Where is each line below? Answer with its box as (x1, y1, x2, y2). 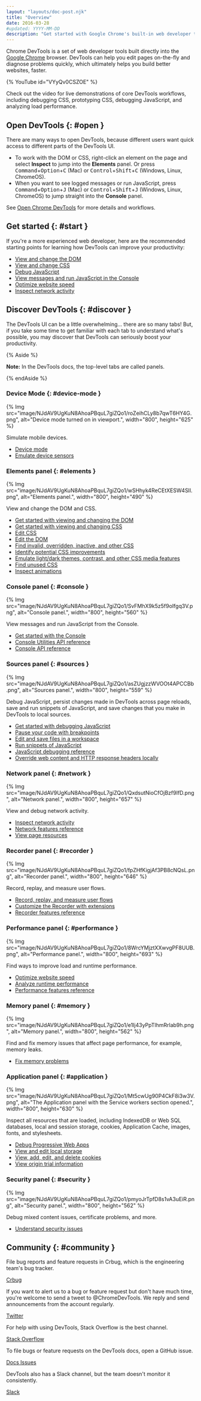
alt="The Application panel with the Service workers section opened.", (20, 1099, 194, 1106)
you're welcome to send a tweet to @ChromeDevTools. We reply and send (6, 1294, 190, 1301)
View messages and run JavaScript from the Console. (6, 621, 139, 628)
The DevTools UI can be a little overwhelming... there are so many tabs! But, (6, 321, 193, 328)
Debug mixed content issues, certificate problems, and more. (6, 1213, 157, 1220)
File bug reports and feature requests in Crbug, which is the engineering (6, 1258, 184, 1265)
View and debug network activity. (6, 807, 89, 815)
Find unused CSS (14, 561, 58, 568)
